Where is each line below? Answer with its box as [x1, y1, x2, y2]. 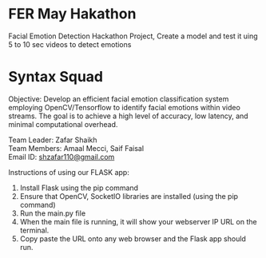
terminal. [19, 225, 50, 235]
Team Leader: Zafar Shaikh [8, 135, 97, 145]
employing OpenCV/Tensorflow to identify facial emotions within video [8, 102, 241, 112]
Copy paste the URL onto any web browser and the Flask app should [19, 233, 246, 244]
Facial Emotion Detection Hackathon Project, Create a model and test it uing [8, 31, 258, 41]
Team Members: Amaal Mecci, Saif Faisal [8, 143, 145, 153]
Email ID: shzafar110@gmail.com [8, 152, 115, 161]
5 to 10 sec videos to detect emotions [8, 39, 132, 49]
